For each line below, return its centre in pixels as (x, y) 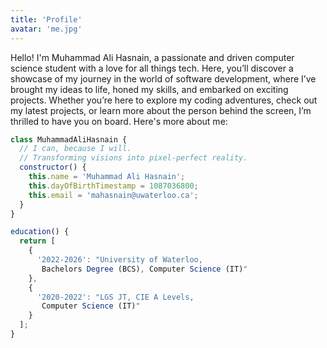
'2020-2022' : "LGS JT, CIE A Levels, (115, 297)
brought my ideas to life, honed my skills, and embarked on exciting (149, 89)
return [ (37, 241)
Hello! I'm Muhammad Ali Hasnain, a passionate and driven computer (152, 57)
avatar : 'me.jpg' (46, 29)
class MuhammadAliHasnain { (69, 139)
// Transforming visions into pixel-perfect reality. (133, 158)
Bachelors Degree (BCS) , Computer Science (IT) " (144, 269)
